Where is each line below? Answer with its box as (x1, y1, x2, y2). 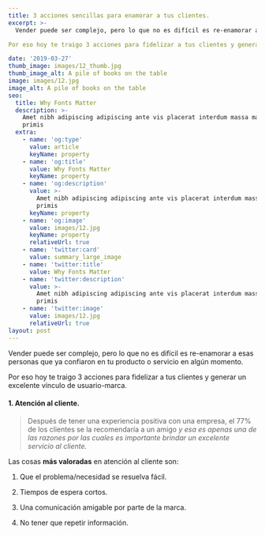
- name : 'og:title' (22, 157, 87, 166)
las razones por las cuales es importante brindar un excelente (27, 432, 230, 443)
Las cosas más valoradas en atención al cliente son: (8, 456, 179, 466)
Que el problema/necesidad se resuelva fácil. (19, 472, 167, 481)
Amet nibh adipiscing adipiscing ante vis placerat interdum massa (22, 114, 248, 122)
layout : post (8, 326, 51, 334)
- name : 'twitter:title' (22, 260, 104, 269)
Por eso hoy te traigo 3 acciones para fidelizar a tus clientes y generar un (8, 372, 247, 382)
